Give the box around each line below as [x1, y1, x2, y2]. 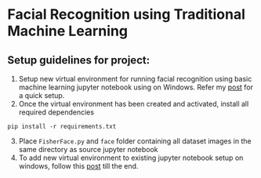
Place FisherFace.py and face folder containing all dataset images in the [18, 136, 252, 146]
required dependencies [18, 107, 95, 117]
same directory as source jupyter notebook [18, 145, 158, 154]
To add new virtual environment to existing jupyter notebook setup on [18, 153, 244, 162]
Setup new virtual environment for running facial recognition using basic [18, 74, 252, 83]
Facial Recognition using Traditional [7, 5, 246, 24]
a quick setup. [18, 91, 65, 100]
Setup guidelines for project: [7, 53, 150, 67]
